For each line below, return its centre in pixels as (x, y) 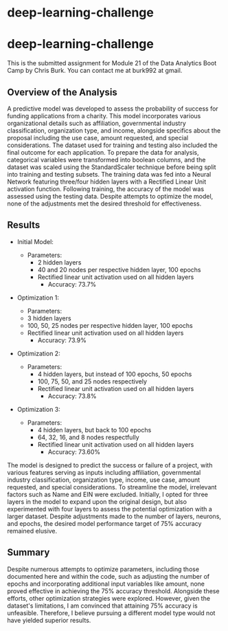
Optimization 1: (38, 298)
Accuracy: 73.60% (74, 452)
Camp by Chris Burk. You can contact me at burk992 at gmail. (95, 71)
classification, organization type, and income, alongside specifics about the (114, 130)
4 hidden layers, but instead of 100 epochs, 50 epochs (115, 374)
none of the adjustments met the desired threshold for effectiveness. (104, 203)
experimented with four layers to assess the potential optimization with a (110, 509)
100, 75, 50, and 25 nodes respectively (92, 381)
